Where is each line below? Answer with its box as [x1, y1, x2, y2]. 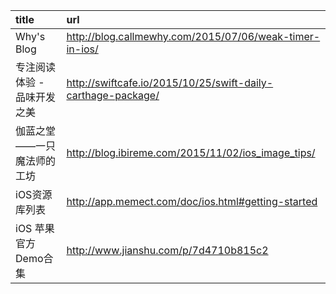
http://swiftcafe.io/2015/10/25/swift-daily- [66, 76, 274, 89]
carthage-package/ [66, 89, 160, 102]
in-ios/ [66, 42, 99, 56]
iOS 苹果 [15, 222, 55, 235]
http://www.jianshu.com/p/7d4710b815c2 [66, 244, 269, 257]
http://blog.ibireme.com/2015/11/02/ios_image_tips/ [66, 146, 316, 159]
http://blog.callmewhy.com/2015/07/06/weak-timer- [66, 30, 321, 43]
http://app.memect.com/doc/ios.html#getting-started [66, 195, 318, 208]
